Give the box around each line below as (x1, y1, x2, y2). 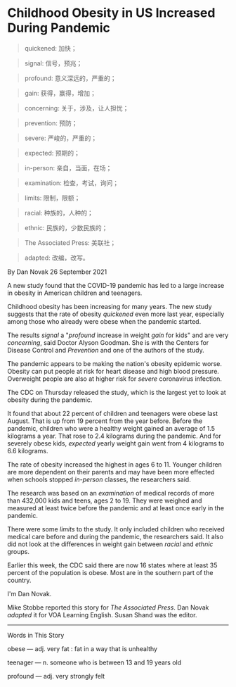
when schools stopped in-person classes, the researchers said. (7, 475, 191, 484)
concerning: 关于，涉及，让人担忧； (24, 103, 129, 112)
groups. (7, 547, 30, 555)
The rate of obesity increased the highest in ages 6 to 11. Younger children (7, 460, 223, 469)
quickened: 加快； (24, 44, 77, 52)
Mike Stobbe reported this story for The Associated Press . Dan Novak (7, 603, 209, 612)
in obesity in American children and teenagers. (7, 289, 143, 297)
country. (7, 576, 32, 584)
